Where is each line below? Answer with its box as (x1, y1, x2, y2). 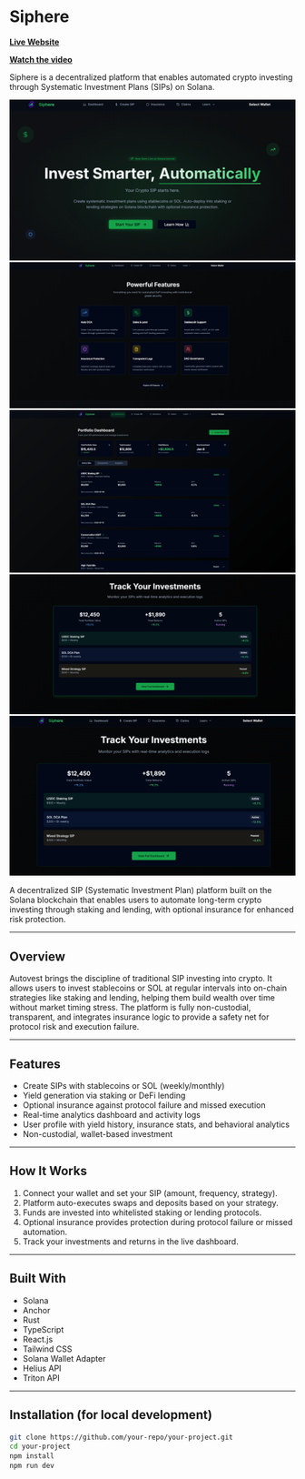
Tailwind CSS (22, 1343, 73, 1354)
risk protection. (9, 914, 66, 925)
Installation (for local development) (9, 1407, 213, 1423)
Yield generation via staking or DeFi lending (22, 1090, 186, 1102)
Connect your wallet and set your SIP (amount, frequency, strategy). (22, 1187, 279, 1198)
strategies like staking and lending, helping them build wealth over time (9, 992, 275, 1003)
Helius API (22, 1363, 62, 1373)
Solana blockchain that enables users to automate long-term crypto (9, 894, 262, 906)
